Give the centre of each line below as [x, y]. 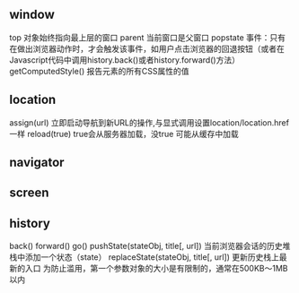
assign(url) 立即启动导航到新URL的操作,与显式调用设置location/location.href [149, 122]
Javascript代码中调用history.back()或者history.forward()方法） [125, 60]
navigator [37, 163]
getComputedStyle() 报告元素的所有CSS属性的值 [99, 71]
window [32, 15]
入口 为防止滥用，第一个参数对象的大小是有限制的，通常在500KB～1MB [156, 269]
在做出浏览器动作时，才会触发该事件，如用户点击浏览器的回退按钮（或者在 [147, 48]
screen [29, 193]
